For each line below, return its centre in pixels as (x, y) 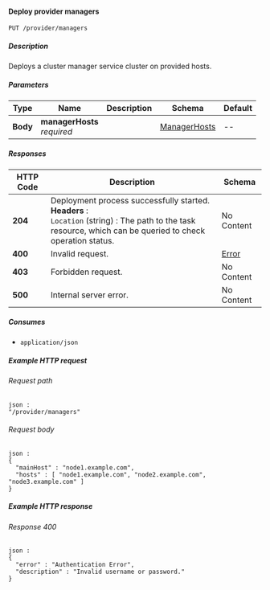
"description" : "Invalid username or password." (100, 572)
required (57, 132)
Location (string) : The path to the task (123, 221)
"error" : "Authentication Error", (75, 565)
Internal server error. (90, 295)
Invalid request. (80, 254)
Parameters (29, 84)
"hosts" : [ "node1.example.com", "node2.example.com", (111, 474)
